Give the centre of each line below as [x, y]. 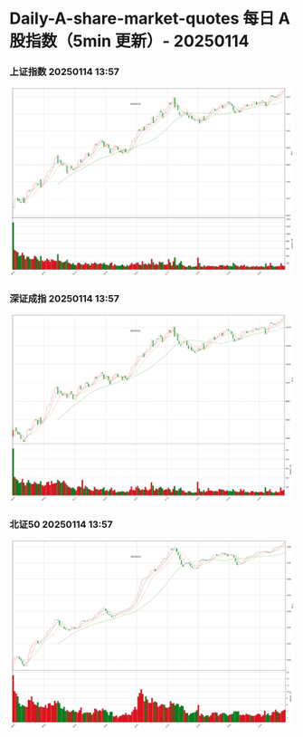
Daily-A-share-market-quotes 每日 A [150, 19]
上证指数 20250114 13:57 [64, 72]
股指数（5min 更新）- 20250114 [129, 41]
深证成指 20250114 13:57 [64, 298]
